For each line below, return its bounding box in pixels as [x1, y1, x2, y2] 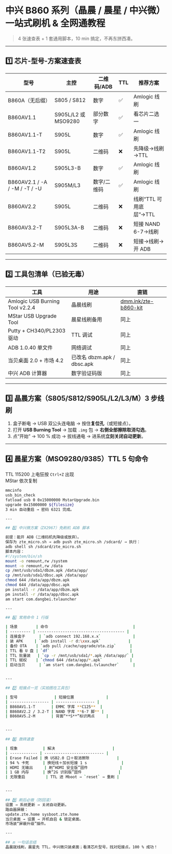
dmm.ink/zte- [120, 298, 154, 305]
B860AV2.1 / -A [8, 178, 48, 185]
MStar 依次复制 [5, 477, 37, 484]
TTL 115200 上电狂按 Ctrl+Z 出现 [5, 471, 74, 477]
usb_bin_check [5, 493, 36, 498]
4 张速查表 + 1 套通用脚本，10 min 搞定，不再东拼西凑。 [17, 35, 136, 41]
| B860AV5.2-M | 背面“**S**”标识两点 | [5, 714, 109, 719]
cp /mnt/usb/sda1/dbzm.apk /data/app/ [5, 568, 88, 573]
